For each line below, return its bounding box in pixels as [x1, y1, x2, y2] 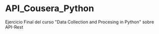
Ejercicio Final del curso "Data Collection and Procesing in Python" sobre [5, 19, 155, 25]
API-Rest [5, 24, 23, 30]
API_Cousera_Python [5, 3, 94, 14]
